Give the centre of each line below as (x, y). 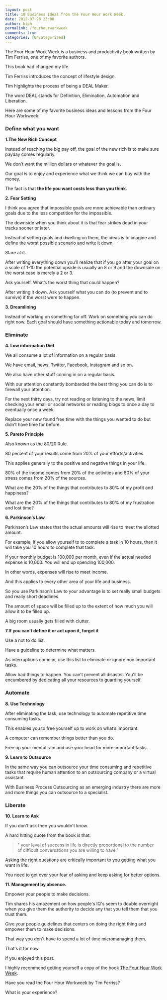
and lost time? (19, 508)
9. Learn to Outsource (28, 757)
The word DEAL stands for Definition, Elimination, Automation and (72, 96)
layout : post (19, 10)
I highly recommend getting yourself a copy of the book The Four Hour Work (83, 968)
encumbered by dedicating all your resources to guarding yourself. (74, 680)
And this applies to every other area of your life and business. (68, 582)
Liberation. (16, 100)
